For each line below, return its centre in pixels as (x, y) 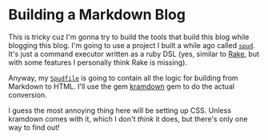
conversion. (28, 94)
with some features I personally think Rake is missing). (98, 62)
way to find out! (34, 127)
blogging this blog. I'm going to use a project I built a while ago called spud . (132, 45)
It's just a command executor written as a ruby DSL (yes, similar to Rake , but (134, 54)
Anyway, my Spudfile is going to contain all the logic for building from (123, 78)
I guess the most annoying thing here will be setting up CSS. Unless (120, 110)
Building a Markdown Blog (97, 15)
